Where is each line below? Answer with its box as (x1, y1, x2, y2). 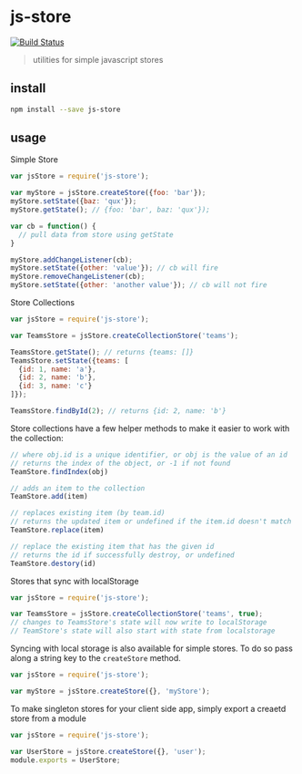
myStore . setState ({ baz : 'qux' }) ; (10, 197, 137, 206)
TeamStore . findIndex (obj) (10, 467, 108, 476)
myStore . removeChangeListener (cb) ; (10, 272, 146, 282)
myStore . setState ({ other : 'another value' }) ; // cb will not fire (10, 281, 267, 290)
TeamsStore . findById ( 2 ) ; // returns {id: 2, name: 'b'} (10, 407, 226, 416)
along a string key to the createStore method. (10, 653, 181, 664)
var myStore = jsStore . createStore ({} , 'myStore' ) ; (10, 686, 210, 696)
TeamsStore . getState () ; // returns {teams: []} (10, 347, 195, 356)
